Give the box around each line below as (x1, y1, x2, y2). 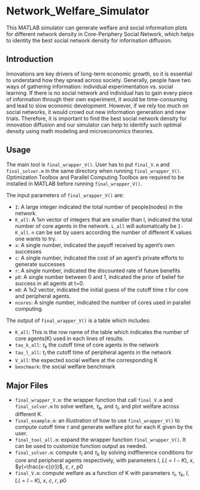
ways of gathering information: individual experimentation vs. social (6, 83, 174, 90)
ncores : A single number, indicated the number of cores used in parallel (14, 299, 191, 306)
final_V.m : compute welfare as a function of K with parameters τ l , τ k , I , (14, 469, 190, 478)
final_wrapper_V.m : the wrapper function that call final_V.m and (14, 396, 173, 403)
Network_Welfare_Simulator (6, 4, 150, 18)
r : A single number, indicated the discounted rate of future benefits (14, 267, 181, 274)
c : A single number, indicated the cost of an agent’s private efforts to (14, 254, 184, 261)
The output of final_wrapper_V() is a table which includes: (6, 317, 151, 324)
